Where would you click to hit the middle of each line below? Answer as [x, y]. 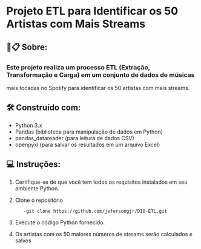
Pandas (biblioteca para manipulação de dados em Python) [89, 132]
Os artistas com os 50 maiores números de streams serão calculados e [104, 234]
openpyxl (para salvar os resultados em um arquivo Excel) [87, 144]
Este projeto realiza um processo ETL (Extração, [78, 67]
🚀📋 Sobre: [27, 47]
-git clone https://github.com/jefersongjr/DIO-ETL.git [95, 211]
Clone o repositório [39, 200]
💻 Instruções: [34, 164]
